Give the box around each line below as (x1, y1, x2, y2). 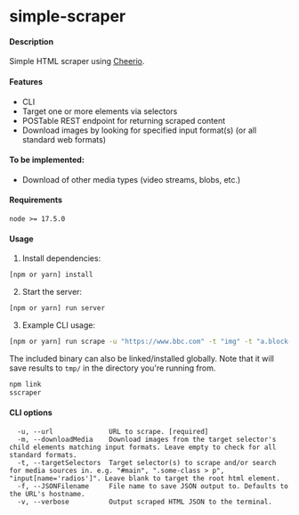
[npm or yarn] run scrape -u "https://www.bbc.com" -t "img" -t (9, 337, 253, 346)
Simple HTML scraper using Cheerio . (9, 56, 145, 67)
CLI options (9, 407, 53, 418)
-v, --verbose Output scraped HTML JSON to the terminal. (17, 497, 273, 506)
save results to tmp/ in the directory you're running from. (9, 363, 216, 373)
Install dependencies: (21, 253, 101, 264)
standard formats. (9, 450, 77, 460)
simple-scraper (9, 6, 126, 27)
